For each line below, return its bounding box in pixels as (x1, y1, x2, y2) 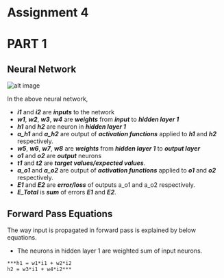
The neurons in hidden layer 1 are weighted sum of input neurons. (16, 247, 203, 255)
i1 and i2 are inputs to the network (16, 108, 115, 116)
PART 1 (7, 36, 47, 52)
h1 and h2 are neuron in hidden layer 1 (16, 123, 127, 131)
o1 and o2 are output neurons (16, 152, 101, 160)
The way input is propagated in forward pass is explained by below (7, 226, 197, 234)
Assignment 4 (7, 5, 89, 21)
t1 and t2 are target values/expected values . (16, 159, 146, 167)
